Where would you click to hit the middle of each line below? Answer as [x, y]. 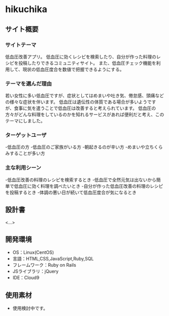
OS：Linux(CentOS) [33, 252]
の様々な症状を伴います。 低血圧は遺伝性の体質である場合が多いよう [76, 102]
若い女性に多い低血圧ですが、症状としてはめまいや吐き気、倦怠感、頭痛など [85, 96]
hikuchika [26, 9]
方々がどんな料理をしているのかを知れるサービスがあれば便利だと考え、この [85, 115]
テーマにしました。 [25, 121]
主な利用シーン [23, 168]
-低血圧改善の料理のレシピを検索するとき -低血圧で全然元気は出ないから [81, 180]
